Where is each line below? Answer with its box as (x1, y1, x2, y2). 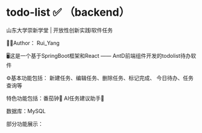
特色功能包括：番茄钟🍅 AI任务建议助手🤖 (6, 94, 104, 102)
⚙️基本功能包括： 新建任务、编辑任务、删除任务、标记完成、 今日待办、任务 (6, 74, 194, 81)
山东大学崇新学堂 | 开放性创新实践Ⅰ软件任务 (6, 26, 113, 34)
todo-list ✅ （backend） (6, 5, 130, 19)
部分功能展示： (6, 120, 43, 127)
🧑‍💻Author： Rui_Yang (6, 39, 60, 46)
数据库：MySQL (6, 107, 46, 114)
